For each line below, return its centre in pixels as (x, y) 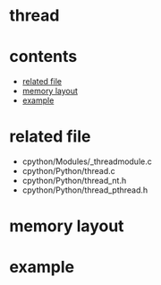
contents (43, 57)
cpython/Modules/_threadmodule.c (87, 161)
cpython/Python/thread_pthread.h (85, 190)
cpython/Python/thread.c (68, 171)
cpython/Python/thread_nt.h (74, 181)
